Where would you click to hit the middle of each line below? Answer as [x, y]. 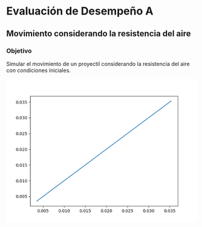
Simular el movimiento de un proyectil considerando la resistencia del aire [98, 64]
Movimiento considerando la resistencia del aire [99, 34]
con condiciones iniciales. [39, 70]
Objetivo [19, 51]
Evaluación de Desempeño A [80, 11]
